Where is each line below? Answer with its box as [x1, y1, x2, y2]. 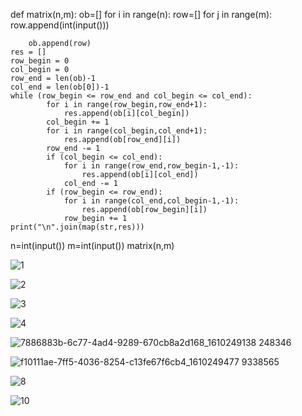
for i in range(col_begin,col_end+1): [46, 126, 208, 136]
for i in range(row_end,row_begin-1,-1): [63, 161, 240, 171]
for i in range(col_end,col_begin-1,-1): [63, 196, 240, 206]
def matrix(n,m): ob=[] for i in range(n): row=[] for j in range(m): [10, 9, 273, 20]
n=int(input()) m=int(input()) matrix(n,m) [10, 240, 175, 251]
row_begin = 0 [10, 56, 70, 66]
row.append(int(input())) [10, 19, 110, 31]
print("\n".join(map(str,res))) [10, 222, 145, 232]
